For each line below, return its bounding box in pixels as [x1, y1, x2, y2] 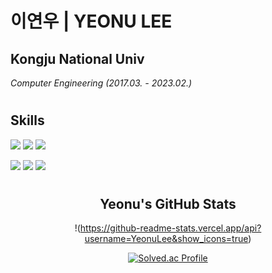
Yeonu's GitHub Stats [99, 195, 237, 212]
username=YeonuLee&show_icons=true [84, 233, 249, 245]
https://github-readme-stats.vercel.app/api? [79, 222, 262, 234]
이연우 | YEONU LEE [10, 10, 173, 33]
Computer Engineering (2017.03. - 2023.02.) [10, 77, 193, 89]
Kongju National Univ [10, 50, 145, 67]
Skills [10, 112, 45, 129]
